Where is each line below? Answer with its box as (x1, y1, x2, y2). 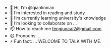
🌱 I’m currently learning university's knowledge (9, 15, 107, 21)
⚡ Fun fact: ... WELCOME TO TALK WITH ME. (9, 38, 102, 44)
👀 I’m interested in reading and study (9, 10, 85, 16)
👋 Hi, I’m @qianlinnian (9, 5, 55, 10)
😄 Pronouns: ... (9, 33, 42, 39)
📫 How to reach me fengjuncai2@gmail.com (9, 26, 102, 31)
